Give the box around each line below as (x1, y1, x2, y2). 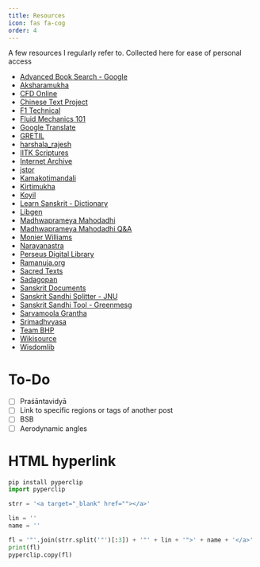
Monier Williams (19, 232, 73, 243)
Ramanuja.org (19, 258, 66, 267)
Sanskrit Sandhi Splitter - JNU (19, 292, 118, 301)
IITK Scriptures (19, 148, 69, 157)
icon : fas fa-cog (8, 19, 66, 27)
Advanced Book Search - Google (19, 72, 128, 82)
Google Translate (19, 122, 77, 132)
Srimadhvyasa (19, 317, 67, 327)
